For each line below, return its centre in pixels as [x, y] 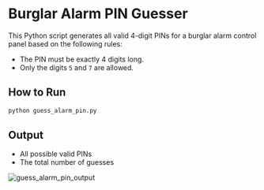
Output [26, 135]
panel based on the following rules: [65, 43]
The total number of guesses [67, 162]
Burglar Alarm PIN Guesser [98, 14]
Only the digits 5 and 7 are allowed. [77, 67]
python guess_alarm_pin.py [53, 110]
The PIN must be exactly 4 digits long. [82, 59]
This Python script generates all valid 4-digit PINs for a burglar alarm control [132, 35]
